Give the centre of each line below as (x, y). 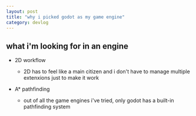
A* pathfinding (32, 89)
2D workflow (30, 60)
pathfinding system (47, 107)
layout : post (22, 11)
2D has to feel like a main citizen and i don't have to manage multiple (107, 71)
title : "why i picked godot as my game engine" (66, 17)
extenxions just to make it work (61, 78)
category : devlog (27, 22)
